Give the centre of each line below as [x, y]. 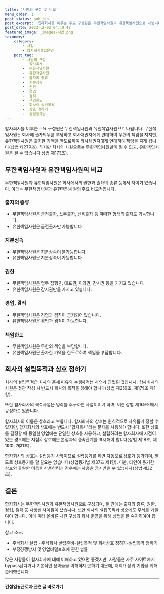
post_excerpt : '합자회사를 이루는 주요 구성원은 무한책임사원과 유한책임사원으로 [75, 23]
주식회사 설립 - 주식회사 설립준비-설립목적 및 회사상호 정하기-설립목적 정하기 [85, 543]
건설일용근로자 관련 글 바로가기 [34, 586]
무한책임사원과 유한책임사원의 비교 [54, 170]
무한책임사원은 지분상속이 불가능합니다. [49, 252]
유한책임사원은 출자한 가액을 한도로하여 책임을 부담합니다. [67, 353]
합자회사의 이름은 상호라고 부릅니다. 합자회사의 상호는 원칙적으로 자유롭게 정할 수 [82, 421]
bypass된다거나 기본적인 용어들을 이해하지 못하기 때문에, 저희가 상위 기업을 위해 [81, 565]
